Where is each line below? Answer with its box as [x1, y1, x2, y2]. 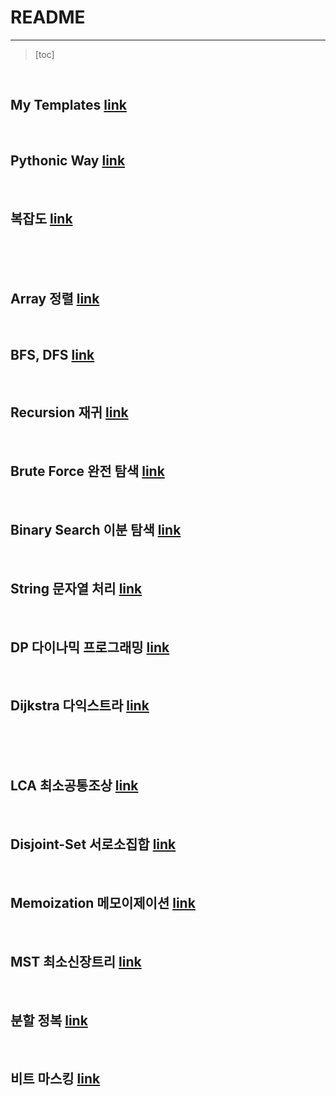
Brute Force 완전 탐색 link [10, 463, 165, 480]
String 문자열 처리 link [10, 580, 143, 597]
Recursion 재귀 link [10, 404, 129, 421]
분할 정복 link [10, 1012, 88, 1029]
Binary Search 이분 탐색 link [10, 522, 182, 539]
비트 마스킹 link [10, 1071, 101, 1088]
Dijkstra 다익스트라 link [10, 697, 150, 715]
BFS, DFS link [10, 346, 95, 363]
